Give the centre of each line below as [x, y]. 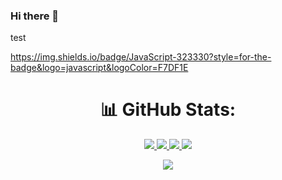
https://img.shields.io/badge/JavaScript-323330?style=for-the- [141, 57]
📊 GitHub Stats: [168, 110]
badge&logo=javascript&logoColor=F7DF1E [99, 68]
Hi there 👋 [35, 16]
